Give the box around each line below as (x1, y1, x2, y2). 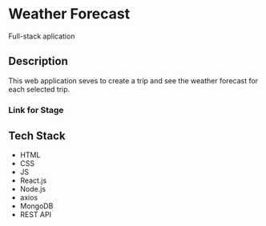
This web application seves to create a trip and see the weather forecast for (8, 75, 259, 85)
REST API (19, 210, 52, 220)
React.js (19, 176, 47, 185)
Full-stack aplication (8, 31, 75, 41)
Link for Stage (8, 104, 64, 115)
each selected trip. (8, 84, 71, 94)
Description (8, 54, 68, 68)
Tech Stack (8, 129, 66, 143)
